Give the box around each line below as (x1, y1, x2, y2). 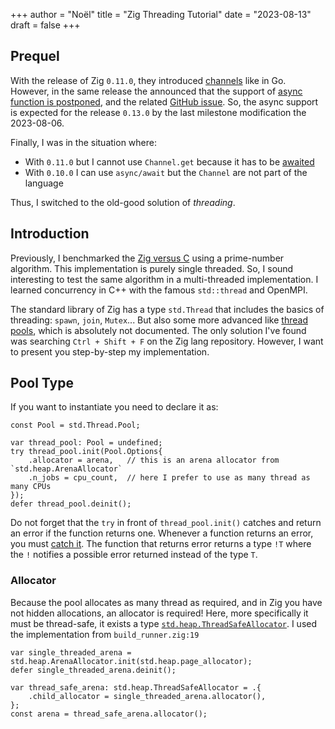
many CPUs (10, 482, 52, 492)
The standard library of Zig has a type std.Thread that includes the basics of (10, 303, 325, 315)
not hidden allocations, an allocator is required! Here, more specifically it (10, 607, 309, 619)
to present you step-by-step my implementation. (10, 345, 210, 358)
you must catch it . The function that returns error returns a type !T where (10, 538, 312, 550)
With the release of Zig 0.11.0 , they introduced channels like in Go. (10, 74, 287, 86)
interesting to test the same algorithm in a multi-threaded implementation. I (10, 273, 319, 285)
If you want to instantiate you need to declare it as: (10, 401, 219, 413)
